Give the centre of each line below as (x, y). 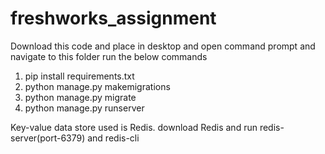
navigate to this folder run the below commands (109, 56)
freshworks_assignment (113, 18)
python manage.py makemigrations (97, 86)
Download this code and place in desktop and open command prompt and (163, 46)
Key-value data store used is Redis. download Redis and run (134, 127)
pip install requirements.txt (79, 76)
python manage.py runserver (84, 108)
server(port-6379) (48, 138)
